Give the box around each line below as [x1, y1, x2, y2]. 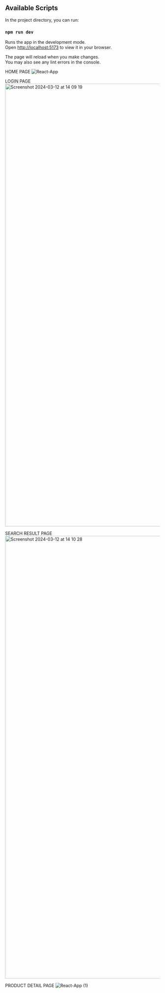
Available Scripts [5, 4, 58, 12]
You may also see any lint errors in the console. [5, 59, 101, 65]
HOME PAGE [5, 69, 31, 75]
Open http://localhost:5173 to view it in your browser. [5, 44, 112, 51]
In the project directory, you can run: [5, 17, 79, 23]
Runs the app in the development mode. [5, 39, 86, 45]
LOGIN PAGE [5, 78, 31, 84]
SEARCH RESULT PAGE [5, 531, 53, 537]
